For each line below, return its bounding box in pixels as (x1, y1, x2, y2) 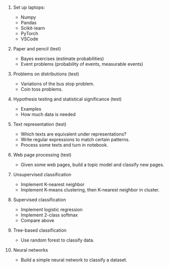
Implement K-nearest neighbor (20, 181, 85, 187)
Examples (20, 106, 42, 112)
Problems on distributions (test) (13, 71, 79, 77)
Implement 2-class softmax (20, 212, 78, 218)
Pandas (20, 20, 37, 25)
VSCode (20, 36, 39, 42)
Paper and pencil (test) (13, 46, 61, 51)
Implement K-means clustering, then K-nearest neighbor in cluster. (20, 187, 160, 193)
